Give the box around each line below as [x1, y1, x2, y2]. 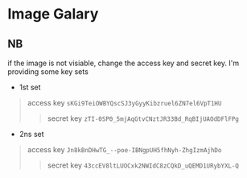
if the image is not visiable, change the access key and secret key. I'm [7, 58, 240, 68]
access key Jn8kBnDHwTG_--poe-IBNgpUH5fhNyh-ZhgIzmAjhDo [27, 145, 222, 154]
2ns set [19, 130, 45, 139]
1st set [19, 82, 41, 92]
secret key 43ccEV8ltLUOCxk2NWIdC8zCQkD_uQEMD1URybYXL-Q [47, 160, 239, 170]
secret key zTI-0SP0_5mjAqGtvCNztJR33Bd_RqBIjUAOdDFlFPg [47, 114, 239, 123]
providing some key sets [7, 67, 89, 77]
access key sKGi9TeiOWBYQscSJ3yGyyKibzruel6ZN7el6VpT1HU [27, 98, 222, 107]
